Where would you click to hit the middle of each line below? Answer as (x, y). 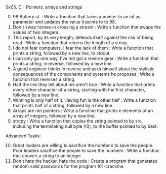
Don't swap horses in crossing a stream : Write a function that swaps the (87, 27)
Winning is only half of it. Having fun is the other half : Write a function (84, 100)
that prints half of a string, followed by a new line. (63, 105)
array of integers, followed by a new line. (54, 116)
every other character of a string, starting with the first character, (79, 90)
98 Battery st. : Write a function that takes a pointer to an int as (77, 16)
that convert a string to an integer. (47, 156)
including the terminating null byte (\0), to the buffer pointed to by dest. (85, 126)
